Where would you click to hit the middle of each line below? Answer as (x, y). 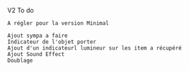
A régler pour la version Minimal (58, 23)
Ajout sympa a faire (38, 35)
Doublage (20, 60)
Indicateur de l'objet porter (52, 42)
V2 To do (21, 10)
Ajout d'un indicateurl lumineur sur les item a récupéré (94, 48)
